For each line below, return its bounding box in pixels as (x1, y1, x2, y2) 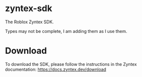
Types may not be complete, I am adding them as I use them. (5, 28, 127, 34)
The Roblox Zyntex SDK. (5, 19, 54, 25)
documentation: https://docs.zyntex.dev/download (5, 66, 106, 72)
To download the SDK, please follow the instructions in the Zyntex (5, 61, 137, 67)
